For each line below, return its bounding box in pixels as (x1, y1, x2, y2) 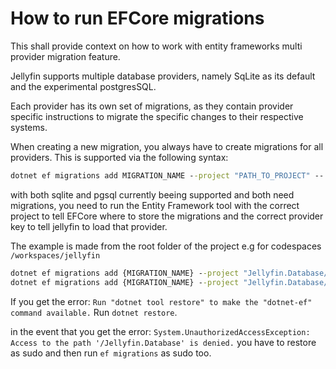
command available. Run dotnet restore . (10, 306, 178, 318)
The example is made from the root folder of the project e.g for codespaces (10, 240, 322, 252)
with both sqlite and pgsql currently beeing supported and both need (10, 188, 295, 201)
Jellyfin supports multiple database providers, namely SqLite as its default (10, 70, 316, 82)
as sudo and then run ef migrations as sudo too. (10, 347, 212, 359)
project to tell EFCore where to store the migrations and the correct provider (10, 210, 324, 222)
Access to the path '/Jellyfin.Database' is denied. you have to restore (10, 336, 317, 348)
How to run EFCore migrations (10, 7, 265, 30)
